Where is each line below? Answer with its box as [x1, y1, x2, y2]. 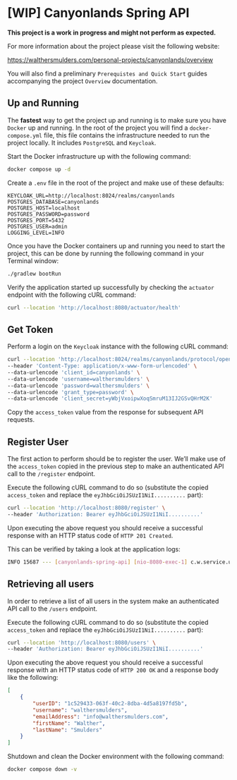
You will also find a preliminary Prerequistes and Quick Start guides [7, 69, 208, 78]
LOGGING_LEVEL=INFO [7, 229, 65, 236]
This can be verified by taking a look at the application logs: [7, 544, 181, 553]
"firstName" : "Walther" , [32, 719, 106, 727]
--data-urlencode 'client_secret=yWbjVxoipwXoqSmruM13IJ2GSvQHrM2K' [7, 395, 213, 403]
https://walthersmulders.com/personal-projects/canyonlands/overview [7, 55, 214, 64]
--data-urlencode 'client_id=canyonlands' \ [7, 369, 140, 376]
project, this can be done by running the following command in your [7, 249, 205, 257]
